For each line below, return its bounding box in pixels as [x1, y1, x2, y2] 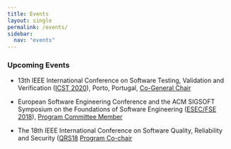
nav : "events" [13, 37, 55, 44]
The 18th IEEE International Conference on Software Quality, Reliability [17, 126, 223, 135]
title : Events [7, 10, 50, 18]
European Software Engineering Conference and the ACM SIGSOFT [17, 97, 215, 106]
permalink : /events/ [7, 23, 69, 31]
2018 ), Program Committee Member [17, 113, 123, 121]
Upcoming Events [7, 60, 70, 70]
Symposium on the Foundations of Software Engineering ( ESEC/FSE [17, 105, 217, 114]
